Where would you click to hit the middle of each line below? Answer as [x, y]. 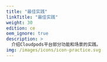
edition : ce [21, 28]
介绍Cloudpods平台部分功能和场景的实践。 [56, 45]
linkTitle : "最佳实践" [32, 17]
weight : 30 [19, 22]
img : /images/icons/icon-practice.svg [53, 50]
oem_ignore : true [27, 34]
